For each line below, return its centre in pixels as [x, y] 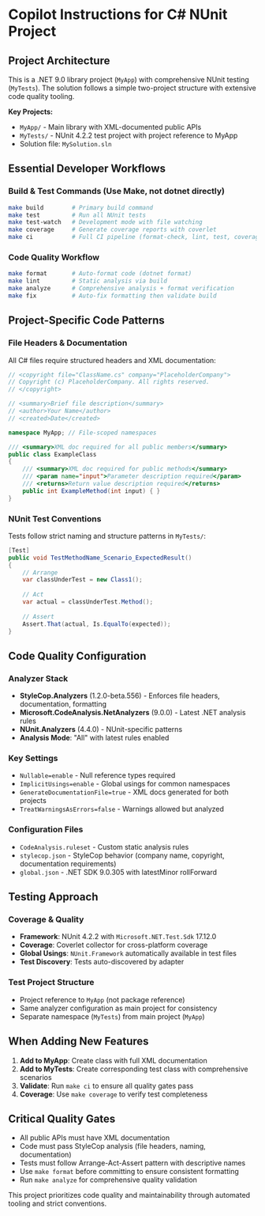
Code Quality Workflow [54, 257]
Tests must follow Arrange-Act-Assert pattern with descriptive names [132, 1163]
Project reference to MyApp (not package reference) [102, 999]
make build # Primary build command [81, 207]
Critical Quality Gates [62, 1118]
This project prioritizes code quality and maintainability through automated [129, 1195]
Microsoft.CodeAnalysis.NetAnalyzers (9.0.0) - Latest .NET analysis [132, 713]
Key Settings [33, 759]
